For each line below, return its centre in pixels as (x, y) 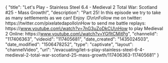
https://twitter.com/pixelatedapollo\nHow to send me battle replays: (75, 23)
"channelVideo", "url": (28, 50)
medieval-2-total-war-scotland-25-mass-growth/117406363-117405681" (80, 55)
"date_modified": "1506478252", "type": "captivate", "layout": (69, 44)
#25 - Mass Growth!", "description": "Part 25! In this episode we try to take (83, 12)
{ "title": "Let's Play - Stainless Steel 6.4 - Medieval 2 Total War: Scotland (81, 7)
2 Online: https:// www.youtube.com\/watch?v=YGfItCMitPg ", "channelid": (82, 34)
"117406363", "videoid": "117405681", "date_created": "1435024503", (77, 39)
